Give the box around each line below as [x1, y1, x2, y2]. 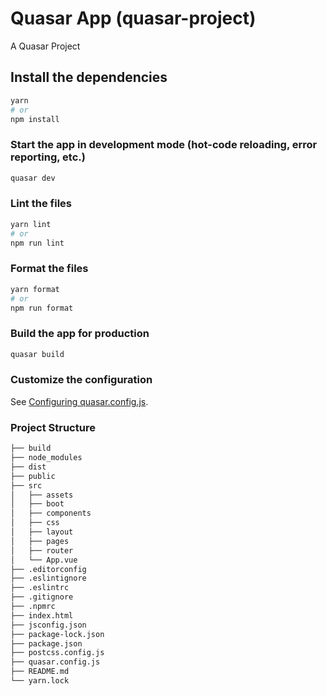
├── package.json [10, 638, 83, 649]
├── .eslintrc [10, 583, 70, 593]
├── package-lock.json [10, 629, 105, 639]
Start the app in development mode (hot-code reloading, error [10, 138, 318, 152]
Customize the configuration [10, 373, 153, 387]
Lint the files [10, 197, 72, 211]
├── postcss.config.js [10, 648, 105, 658]
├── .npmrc [10, 602, 56, 612]
